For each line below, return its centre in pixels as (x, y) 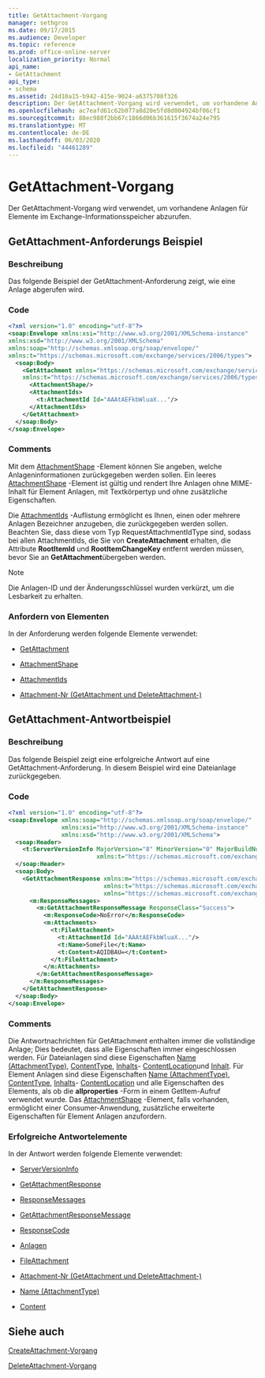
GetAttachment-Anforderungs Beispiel (106, 241)
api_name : (24, 67)
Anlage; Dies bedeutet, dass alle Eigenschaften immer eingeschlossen (122, 1049)
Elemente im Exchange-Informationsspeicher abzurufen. (100, 217)
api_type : (24, 81)
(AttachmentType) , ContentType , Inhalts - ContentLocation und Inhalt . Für (126, 1066)
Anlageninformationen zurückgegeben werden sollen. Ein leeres (112, 475)
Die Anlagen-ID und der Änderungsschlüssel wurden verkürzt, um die (121, 588)
